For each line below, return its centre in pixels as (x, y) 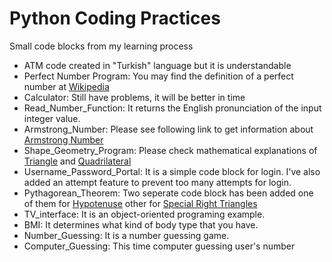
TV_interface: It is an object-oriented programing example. (144, 214)
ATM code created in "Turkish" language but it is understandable (157, 65)
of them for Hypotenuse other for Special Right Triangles (140, 203)
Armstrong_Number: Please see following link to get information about (168, 129)
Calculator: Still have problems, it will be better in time (134, 97)
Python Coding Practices (115, 18)
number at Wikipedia (66, 86)
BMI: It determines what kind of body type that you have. (141, 224)
